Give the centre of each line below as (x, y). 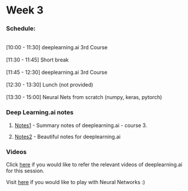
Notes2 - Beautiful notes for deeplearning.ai (67, 137)
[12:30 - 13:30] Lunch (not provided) (50, 85)
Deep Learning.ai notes (40, 112)
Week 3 (25, 10)
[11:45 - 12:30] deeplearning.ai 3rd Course (57, 72)
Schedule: (21, 29)
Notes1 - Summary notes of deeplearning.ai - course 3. (81, 125)
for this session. (25, 171)
